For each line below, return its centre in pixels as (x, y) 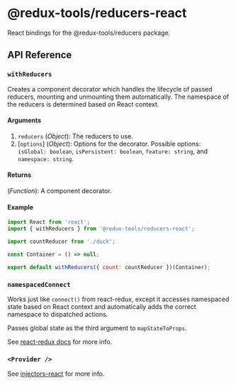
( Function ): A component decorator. (60, 191)
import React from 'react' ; (49, 222)
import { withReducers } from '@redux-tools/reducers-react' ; (101, 229)
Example (21, 207)
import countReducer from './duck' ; (61, 242)
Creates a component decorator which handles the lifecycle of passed (110, 89)
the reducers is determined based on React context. (83, 104)
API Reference (40, 55)
